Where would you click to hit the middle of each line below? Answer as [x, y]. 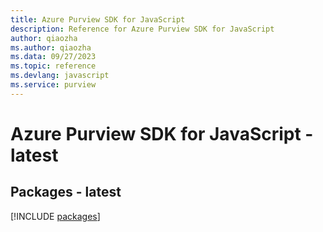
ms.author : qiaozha [51, 47]
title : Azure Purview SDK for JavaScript [98, 19]
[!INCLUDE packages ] [55, 216]
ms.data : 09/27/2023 [53, 57]
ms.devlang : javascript [60, 76]
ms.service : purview [53, 85]
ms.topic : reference [53, 66]
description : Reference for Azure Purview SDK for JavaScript [142, 29]
